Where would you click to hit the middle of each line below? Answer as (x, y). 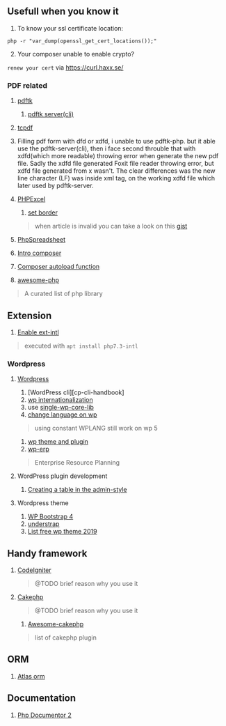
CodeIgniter (34, 570)
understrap (43, 524)
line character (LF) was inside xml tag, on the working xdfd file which (116, 178)
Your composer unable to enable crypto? (76, 54)
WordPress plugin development (62, 476)
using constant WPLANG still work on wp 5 (96, 428)
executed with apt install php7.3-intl (81, 346)
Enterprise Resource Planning (77, 463)
